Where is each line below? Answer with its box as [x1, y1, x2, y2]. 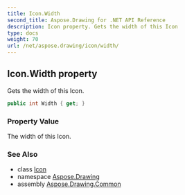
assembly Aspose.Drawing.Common [17, 180, 121, 188]
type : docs [7, 29, 39, 37]
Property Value [7, 116, 60, 126]
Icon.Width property [7, 68, 98, 80]
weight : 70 [7, 36, 39, 43]
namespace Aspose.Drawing [17, 173, 100, 181]
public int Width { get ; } [7, 100, 85, 107]
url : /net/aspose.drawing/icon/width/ [7, 42, 119, 49]
